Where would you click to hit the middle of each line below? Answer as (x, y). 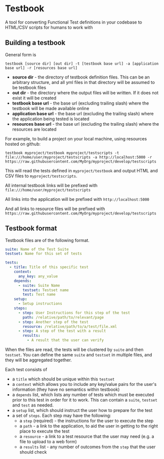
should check (33, 452)
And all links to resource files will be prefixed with (55, 209)
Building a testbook (35, 43)
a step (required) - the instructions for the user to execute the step (86, 421)
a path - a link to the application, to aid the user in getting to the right (89, 426)
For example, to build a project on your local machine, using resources (76, 138)
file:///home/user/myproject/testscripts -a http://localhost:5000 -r (79, 157)
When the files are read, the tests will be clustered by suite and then (74, 350)
